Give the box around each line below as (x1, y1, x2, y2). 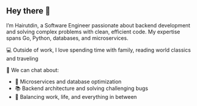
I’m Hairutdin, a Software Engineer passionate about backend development (6, 21, 190, 29)
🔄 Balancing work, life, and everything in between (14, 93, 137, 100)
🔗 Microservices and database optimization (14, 78, 122, 85)
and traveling (6, 55, 39, 62)
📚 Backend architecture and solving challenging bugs (14, 85, 148, 92)
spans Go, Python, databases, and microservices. (6, 34, 128, 42)
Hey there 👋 (6, 6, 51, 16)
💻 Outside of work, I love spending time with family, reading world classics (6, 46, 191, 54)
